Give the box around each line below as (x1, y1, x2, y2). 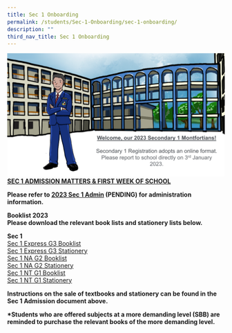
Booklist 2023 (7, 211, 48, 219)
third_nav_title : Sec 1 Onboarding (7, 33, 110, 40)
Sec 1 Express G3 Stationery (7, 246, 88, 255)
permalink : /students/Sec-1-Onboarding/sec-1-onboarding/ (7, 18, 177, 26)
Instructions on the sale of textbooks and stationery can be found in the (7, 289, 217, 298)
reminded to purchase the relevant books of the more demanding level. (7, 317, 215, 325)
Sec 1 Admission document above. (7, 296, 108, 305)
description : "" (7, 26, 54, 33)
